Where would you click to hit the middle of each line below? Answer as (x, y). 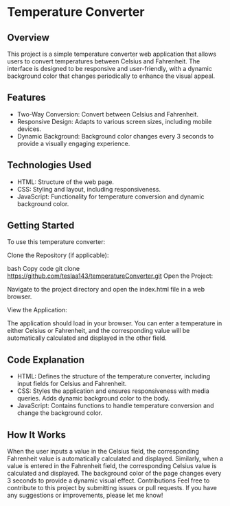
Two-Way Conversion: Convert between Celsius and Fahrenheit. (108, 114)
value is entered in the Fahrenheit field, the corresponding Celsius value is (112, 466)
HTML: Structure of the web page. (66, 182)
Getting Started (41, 226)
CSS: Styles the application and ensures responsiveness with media (113, 391)
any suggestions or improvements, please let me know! (85, 495)
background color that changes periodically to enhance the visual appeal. (111, 76)
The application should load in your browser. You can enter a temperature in (115, 323)
